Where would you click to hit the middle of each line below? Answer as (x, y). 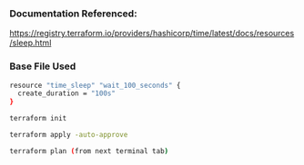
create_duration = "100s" (67, 93)
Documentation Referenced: (74, 14)
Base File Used (43, 66)
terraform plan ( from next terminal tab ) (89, 151)
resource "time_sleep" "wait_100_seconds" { (95, 85)
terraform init (38, 119)
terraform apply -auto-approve (69, 135)
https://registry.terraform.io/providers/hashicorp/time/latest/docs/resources (152, 34)
